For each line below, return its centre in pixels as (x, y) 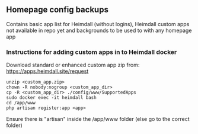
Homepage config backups (57, 10)
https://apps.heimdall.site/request (47, 71)
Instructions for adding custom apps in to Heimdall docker (92, 52)
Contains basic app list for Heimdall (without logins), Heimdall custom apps (98, 24)
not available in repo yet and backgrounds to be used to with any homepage (99, 30)
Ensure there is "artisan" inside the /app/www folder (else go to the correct (98, 119)
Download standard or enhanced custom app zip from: (73, 65)
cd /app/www (21, 103)
